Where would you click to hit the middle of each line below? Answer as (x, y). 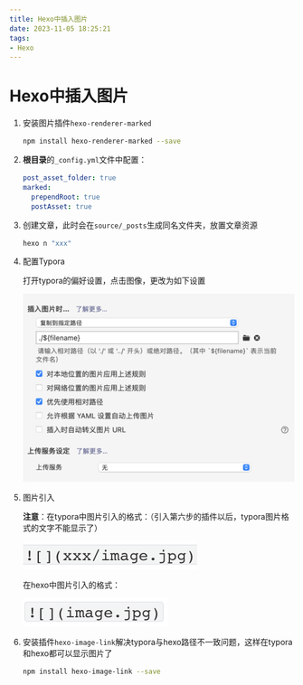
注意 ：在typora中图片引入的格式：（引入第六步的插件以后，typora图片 (152, 516)
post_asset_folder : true (69, 178)
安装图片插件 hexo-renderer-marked (87, 123)
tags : (19, 38)
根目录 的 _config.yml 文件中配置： (85, 160)
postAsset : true (62, 206)
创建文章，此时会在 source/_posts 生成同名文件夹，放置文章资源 (140, 225)
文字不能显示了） (70, 528)
